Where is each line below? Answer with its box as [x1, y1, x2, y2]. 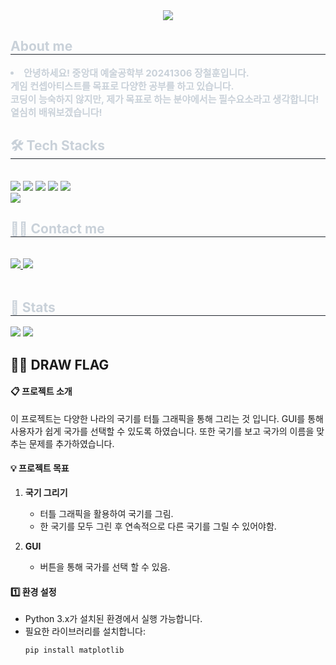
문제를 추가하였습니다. [28, 437, 115, 449]
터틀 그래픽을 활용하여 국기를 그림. [39, 508, 174, 520]
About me [10, 38, 73, 55]
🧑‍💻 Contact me [10, 220, 105, 238]
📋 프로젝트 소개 [10, 385, 73, 398]
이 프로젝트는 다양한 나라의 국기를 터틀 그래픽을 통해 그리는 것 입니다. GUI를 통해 [10, 412, 324, 424]
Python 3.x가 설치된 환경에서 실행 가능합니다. [24, 613, 203, 625]
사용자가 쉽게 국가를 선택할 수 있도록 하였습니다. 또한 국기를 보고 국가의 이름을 [10, 425, 315, 437]
